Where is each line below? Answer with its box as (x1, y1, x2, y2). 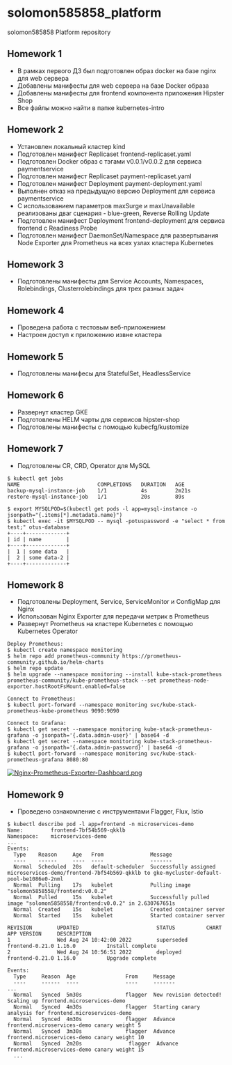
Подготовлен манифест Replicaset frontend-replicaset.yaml (17, 150, 192, 158)
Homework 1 (7, 48, 63, 60)
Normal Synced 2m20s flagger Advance (13, 1040, 179, 1048)
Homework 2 (7, 124, 64, 136)
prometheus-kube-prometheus (7, 708, 89, 715)
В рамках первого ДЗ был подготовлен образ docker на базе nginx (17, 66, 217, 75)
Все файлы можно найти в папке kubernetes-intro (17, 103, 165, 112)
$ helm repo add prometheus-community (7, 653, 119, 660)
